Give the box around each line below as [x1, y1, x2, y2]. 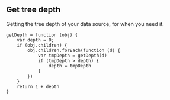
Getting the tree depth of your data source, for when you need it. [6, 20, 164, 27]
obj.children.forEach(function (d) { [27, 47, 120, 53]
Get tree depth [6, 5, 61, 15]
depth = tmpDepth [48, 63, 92, 69]
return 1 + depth [17, 83, 60, 89]
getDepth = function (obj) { [6, 32, 78, 38]
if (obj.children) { [17, 42, 68, 48]
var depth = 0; [17, 37, 54, 43]
